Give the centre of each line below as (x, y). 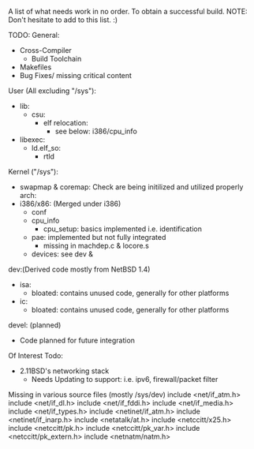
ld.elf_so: (46, 148)
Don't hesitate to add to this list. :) (63, 20)
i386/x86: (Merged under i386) (70, 204)
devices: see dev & (62, 254)
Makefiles (35, 67)
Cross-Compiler (46, 50)
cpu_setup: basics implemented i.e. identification (123, 229)
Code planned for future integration (77, 340)
